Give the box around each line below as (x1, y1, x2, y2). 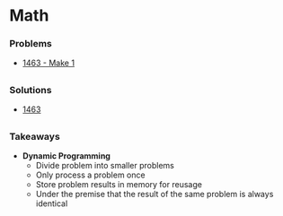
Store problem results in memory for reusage (35, 179, 202, 190)
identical (35, 198, 68, 209)
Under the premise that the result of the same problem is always (35, 189, 274, 200)
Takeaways (9, 130, 60, 143)
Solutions (9, 83, 52, 96)
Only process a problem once (35, 169, 146, 180)
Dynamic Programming (22, 151, 111, 161)
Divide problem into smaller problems (35, 160, 175, 171)
